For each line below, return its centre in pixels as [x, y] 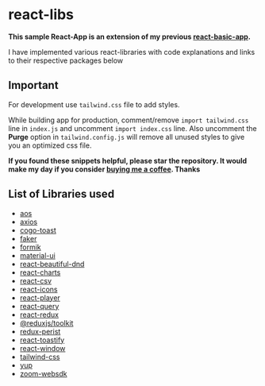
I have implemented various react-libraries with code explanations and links [132, 52]
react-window [42, 348]
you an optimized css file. [50, 145]
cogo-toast [38, 230]
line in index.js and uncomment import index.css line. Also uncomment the [132, 128]
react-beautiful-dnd [52, 264]
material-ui [37, 255]
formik [30, 247]
